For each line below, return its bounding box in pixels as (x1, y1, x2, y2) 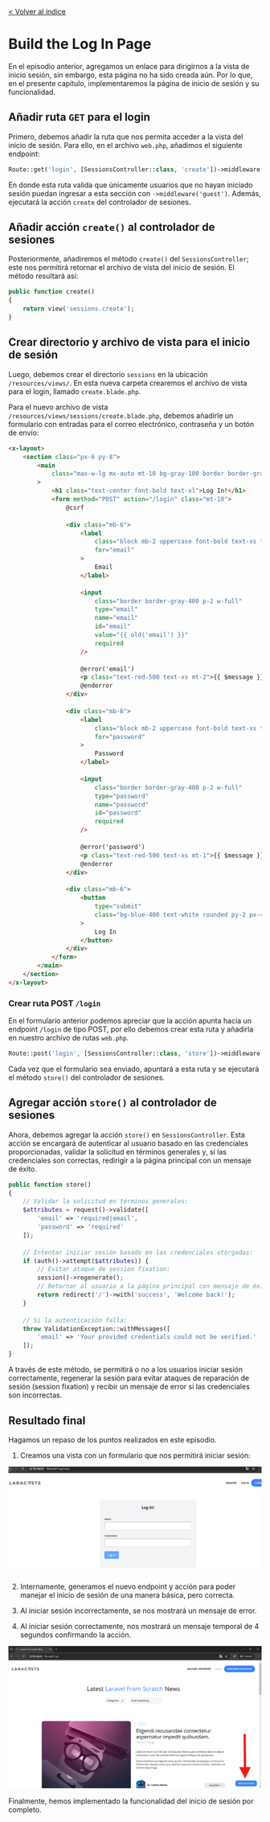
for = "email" (94, 546, 135, 554)
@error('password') (80, 843, 146, 851)
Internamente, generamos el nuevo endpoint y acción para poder (19, 1582, 235, 1591)
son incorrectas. (8, 1390, 63, 1400)
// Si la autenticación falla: (22, 1316, 128, 1324)
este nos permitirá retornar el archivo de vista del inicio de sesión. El (8, 263, 235, 273)
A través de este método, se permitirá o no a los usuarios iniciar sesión (8, 1364, 243, 1374)
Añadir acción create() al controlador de (8, 220, 215, 234)
